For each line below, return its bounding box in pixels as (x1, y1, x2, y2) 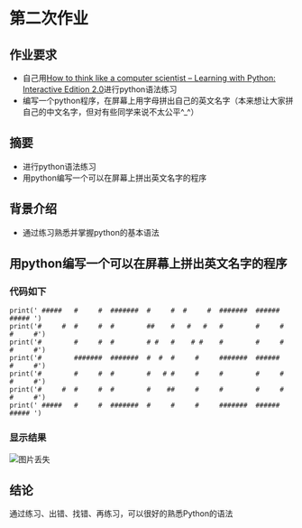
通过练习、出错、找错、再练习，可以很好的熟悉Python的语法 (9, 508, 233, 519)
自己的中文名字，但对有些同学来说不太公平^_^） (22, 107, 199, 117)
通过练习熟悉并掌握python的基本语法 (22, 227, 160, 237)
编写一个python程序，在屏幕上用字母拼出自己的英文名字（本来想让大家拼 (22, 96, 294, 106)
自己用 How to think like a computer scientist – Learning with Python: (22, 73, 277, 83)
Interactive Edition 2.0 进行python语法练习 (22, 84, 178, 95)
